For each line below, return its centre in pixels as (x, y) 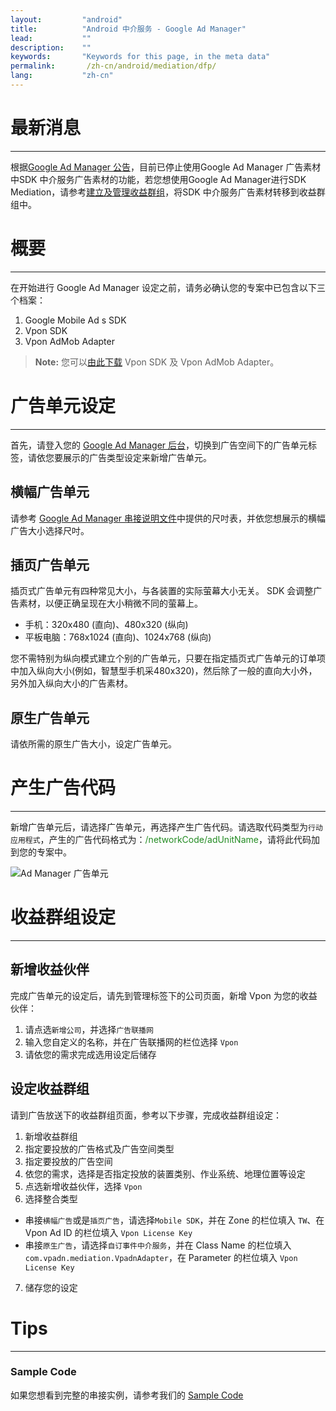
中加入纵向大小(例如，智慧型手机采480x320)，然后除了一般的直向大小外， (164, 671)
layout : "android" (66, 19)
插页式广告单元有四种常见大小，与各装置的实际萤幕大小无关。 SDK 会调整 (162, 591)
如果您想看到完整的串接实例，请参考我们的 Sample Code (127, 1395)
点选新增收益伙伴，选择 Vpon (83, 1186)
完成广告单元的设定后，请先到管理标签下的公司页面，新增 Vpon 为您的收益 (164, 995)
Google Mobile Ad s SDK (75, 320)
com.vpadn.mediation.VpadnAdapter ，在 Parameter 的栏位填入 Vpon (161, 1257)
